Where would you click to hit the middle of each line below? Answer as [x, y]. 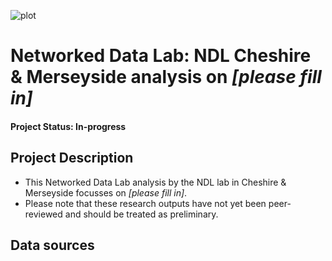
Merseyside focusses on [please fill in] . [106, 192]
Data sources [52, 245]
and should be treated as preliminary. [141, 214]
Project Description [72, 158]
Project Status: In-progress [68, 126]
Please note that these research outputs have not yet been [145, 203]
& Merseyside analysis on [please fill [166, 77]
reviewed [43, 214]
